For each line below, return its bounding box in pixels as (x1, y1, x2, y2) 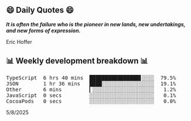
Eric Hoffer (6, 38, 32, 45)
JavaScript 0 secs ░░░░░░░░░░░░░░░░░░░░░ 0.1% (6, 92, 176, 99)
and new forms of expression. (6, 27, 81, 34)
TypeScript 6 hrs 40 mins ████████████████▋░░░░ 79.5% (6, 74, 176, 81)
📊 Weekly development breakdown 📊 (6, 56, 148, 66)
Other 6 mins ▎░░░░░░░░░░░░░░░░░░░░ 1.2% (6, 86, 176, 93)
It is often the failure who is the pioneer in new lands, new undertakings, (6, 20, 186, 27)
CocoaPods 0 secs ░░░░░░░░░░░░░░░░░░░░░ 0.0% (6, 98, 176, 105)
